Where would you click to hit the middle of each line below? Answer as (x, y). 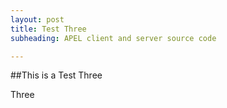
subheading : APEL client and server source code (113, 38)
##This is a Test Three (56, 75)
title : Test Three (48, 29)
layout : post (37, 19)
